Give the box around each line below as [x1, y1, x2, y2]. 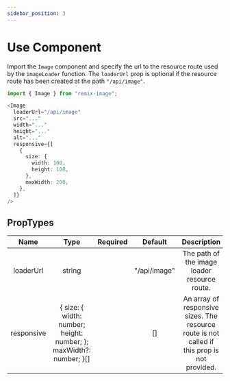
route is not [183, 328, 220, 338]
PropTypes [7, 217, 54, 228]
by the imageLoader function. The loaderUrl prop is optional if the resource [7, 69, 217, 77]
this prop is [183, 345, 219, 355]
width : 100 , [31, 160, 66, 167]
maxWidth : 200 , [25, 179, 69, 186]
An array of [183, 294, 220, 304]
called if [188, 337, 214, 347]
